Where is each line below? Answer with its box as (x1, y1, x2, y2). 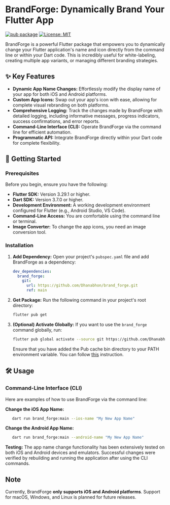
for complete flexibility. (12, 140, 61, 146)
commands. (5, 460, 30, 467)
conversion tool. (12, 229, 47, 235)
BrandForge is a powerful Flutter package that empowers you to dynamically (5, 41, 165, 47)
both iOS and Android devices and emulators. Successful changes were (5, 449, 156, 456)
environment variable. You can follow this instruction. (12, 351, 124, 357)
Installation (5, 242, 34, 249)
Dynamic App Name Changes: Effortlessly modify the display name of (12, 86, 161, 92)
